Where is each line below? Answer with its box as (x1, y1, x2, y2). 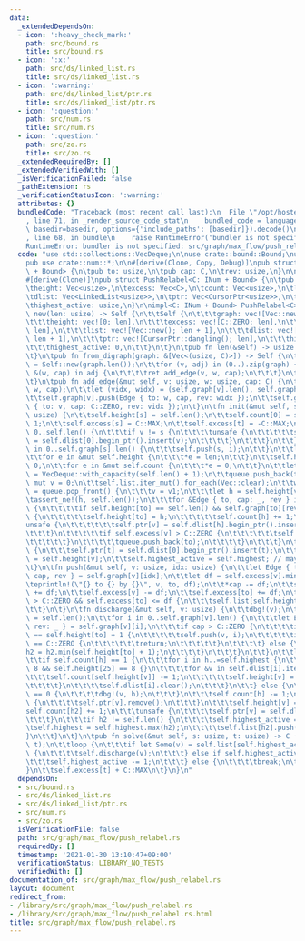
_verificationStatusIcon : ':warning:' (17, 191, 165, 200)
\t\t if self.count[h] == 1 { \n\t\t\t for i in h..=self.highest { (25, 656, 279, 665)
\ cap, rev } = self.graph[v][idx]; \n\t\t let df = (25, 571, 221, 580)
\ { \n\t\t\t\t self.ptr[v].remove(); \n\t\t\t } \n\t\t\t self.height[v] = (25, 697, 299, 707)
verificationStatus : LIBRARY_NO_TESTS (17, 858, 165, 868)
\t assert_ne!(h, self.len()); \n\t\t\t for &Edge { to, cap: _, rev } (25, 495, 290, 505)
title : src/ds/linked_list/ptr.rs (25, 97, 156, 107)
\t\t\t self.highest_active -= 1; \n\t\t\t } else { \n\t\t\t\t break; (25, 756, 282, 766)
